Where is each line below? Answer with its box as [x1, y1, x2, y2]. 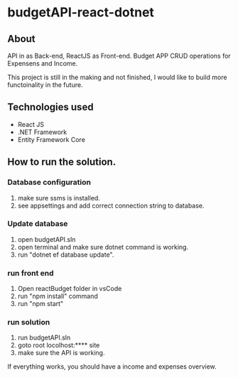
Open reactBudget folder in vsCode [17, 285, 122, 293]
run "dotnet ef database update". [17, 250, 114, 259]
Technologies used [7, 101, 94, 113]
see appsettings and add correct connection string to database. [17, 201, 205, 210]
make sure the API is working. [17, 349, 105, 357]
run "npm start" [17, 300, 64, 308]
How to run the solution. [7, 156, 117, 168]
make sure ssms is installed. [17, 193, 101, 202]
